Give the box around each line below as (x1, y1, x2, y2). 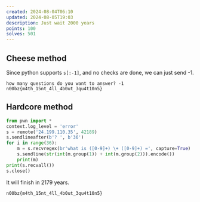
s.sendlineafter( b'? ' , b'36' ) (6, 134, 84, 140)
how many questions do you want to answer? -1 (6, 80, 124, 87)
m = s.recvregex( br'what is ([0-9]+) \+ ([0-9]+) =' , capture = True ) (17, 146, 191, 152)
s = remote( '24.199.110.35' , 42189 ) (6, 129, 97, 135)
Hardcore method (6, 102, 73, 112)
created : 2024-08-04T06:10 (6, 8, 73, 15)
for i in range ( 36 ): (6, 140, 58, 146)
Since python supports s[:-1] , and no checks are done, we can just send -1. (6, 69, 194, 76)
